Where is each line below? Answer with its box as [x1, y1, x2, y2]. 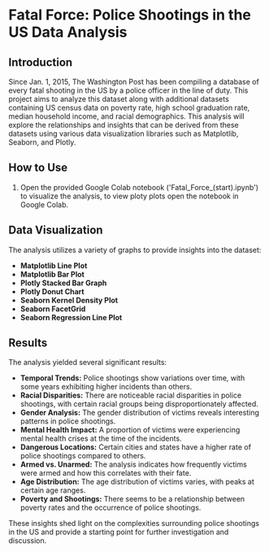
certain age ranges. [20, 485, 86, 495]
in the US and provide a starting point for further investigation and [8, 527, 229, 537]
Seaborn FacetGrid [20, 303, 86, 314]
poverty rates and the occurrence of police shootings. [20, 502, 202, 513]
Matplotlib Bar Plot [20, 269, 85, 279]
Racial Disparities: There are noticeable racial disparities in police [20, 390, 242, 400]
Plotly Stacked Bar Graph [20, 278, 107, 288]
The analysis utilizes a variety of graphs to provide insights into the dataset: [8, 245, 262, 254]
